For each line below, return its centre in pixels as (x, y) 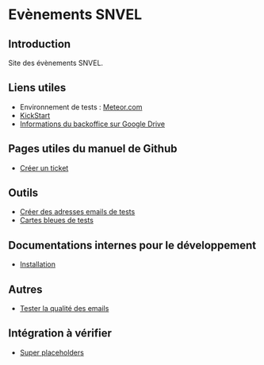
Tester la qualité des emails (64, 309)
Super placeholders (52, 352)
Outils (23, 193)
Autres (25, 289)
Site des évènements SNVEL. (56, 63)
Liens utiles (37, 88)
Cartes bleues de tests (56, 221)
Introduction (40, 44)
